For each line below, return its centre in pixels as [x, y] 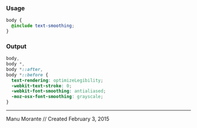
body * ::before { [27, 75]
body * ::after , [25, 69]
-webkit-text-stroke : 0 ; [42, 86]
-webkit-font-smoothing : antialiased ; [59, 91]
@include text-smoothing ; [43, 26]
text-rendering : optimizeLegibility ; [57, 80]
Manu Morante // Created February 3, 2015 [58, 119]
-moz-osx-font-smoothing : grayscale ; [57, 97]
